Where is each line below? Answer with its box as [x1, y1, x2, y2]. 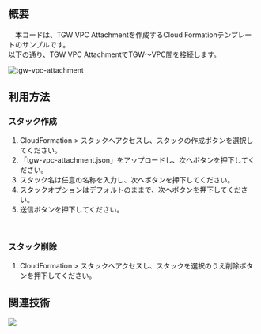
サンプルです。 [21, 39, 70, 49]
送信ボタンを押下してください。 [19, 205, 124, 214]
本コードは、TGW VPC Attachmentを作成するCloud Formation [14, 30, 217, 39]
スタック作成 [8, 116, 58, 127]
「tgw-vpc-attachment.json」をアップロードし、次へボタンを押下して [19, 155, 248, 164]
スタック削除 [8, 242, 58, 253]
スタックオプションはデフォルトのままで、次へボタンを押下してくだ [19, 185, 241, 194]
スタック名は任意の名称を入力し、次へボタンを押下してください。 [19, 175, 235, 184]
